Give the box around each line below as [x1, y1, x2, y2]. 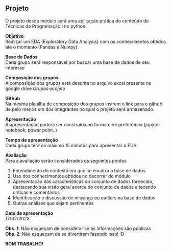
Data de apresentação [5, 210, 54, 216]
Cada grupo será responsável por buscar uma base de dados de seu [5, 59, 150, 65]
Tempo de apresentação [5, 136, 58, 143]
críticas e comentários [12, 189, 60, 195]
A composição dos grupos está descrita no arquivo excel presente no [5, 80, 152, 86]
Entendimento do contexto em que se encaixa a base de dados [12, 167, 145, 173]
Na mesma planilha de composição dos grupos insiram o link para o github [5, 101, 162, 107]
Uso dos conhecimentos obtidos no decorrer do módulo [12, 173, 131, 179]
